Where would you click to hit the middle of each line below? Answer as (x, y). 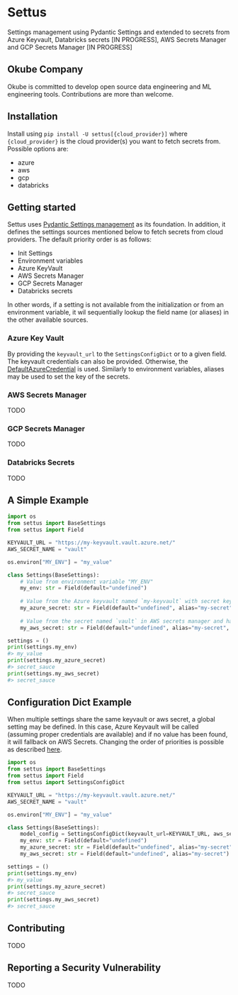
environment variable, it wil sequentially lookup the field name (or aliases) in (118, 312)
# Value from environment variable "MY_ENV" (87, 582)
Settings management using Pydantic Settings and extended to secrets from (119, 32)
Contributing (36, 929)
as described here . (35, 749)
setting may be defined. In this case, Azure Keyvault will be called (103, 727)
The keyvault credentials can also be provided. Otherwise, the (98, 361)
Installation (33, 117)
